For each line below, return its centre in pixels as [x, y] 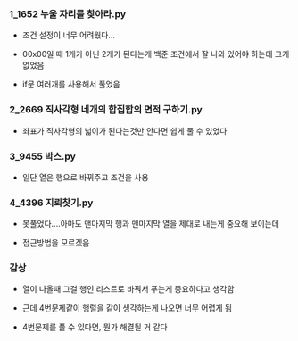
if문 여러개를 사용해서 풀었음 [71, 84]
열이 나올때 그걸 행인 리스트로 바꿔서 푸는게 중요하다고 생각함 [128, 289]
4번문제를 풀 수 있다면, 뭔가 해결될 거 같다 [95, 327]
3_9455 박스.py [42, 156]
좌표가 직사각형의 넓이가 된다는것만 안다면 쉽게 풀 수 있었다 [124, 130]
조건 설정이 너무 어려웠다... [69, 35]
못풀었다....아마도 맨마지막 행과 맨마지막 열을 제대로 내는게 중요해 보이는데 [150, 224]
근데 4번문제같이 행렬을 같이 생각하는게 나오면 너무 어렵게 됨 [127, 308]
